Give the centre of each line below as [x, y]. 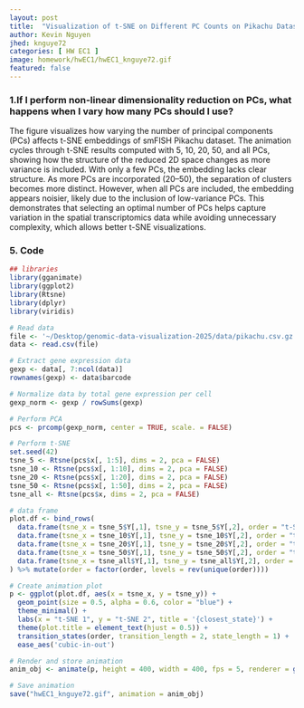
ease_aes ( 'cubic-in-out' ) [66, 645]
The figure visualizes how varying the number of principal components [141, 131]
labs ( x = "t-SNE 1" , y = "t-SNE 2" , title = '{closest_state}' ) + [145, 620]
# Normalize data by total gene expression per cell [111, 394]
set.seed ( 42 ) [34, 452]
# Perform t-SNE [40, 444]
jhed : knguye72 [38, 43]
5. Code [27, 251]
